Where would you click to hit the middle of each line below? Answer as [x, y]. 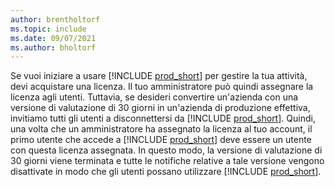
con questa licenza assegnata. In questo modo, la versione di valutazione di [166, 150]
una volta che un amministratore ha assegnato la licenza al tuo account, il [161, 129]
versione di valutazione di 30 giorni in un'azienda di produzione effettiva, [160, 108]
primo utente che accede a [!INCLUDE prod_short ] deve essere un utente [161, 140]
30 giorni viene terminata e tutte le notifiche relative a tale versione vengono [167, 161]
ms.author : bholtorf [53, 47]
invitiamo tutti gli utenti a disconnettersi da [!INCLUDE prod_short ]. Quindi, [163, 118]
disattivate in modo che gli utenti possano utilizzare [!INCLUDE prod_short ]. [166, 172]
